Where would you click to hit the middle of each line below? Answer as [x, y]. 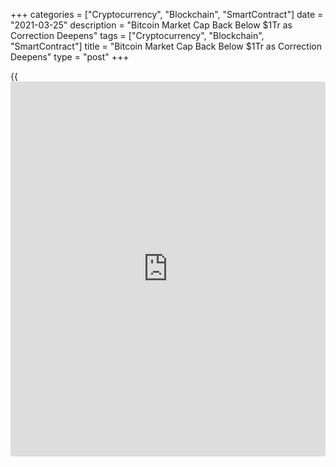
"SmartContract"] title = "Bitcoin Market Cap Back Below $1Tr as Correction [166, 46]
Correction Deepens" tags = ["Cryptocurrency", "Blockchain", [137, 35]
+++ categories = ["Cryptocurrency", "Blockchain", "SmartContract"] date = [167, 14]
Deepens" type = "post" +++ [70, 57]
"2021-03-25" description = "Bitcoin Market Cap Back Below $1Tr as [151, 25]
